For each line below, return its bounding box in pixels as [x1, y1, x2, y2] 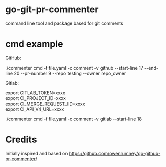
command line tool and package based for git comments [5, 20, 123, 26]
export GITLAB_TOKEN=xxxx [5, 90, 66, 96]
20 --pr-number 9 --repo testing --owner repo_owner [14, 70, 126, 76]
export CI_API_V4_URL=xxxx [5, 106, 64, 112]
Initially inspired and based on [5, 150, 68, 156]
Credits [5, 133, 37, 145]
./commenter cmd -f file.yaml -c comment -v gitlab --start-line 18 [5, 116, 142, 122]
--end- [144, 64, 159, 71]
